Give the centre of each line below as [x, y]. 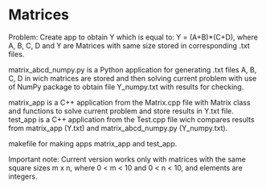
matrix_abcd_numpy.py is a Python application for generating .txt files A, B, [133, 69]
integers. [23, 176]
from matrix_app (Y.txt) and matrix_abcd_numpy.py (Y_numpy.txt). [118, 128]
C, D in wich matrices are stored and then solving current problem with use [133, 78]
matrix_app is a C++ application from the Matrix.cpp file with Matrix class [129, 102]
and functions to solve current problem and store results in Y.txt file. [121, 111]
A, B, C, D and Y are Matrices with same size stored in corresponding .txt [129, 45]
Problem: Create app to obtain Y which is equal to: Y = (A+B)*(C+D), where [133, 37]
